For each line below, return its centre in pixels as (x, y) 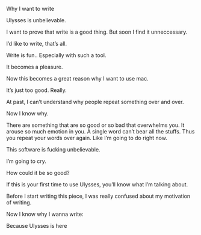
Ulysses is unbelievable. (36, 20)
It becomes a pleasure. (35, 67)
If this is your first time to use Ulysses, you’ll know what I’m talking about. (97, 185)
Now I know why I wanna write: (45, 214)
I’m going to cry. (26, 161)
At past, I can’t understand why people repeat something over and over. (95, 102)
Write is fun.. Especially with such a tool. (56, 55)
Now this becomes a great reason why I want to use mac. (77, 78)
